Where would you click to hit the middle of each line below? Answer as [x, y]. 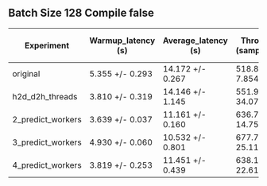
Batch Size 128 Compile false [81, 13]
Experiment [47, 45]
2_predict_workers [47, 119]
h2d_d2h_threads [45, 96]
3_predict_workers [47, 142]
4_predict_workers [47, 165]
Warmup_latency [122, 41]
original [26, 73]
